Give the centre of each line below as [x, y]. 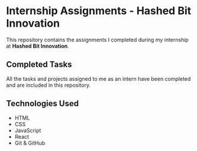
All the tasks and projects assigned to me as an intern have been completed [98, 78]
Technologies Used [42, 104]
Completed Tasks [39, 65]
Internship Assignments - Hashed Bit [99, 11]
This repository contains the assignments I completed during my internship [98, 40]
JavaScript [28, 130]
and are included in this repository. [48, 85]
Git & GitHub [30, 143]
